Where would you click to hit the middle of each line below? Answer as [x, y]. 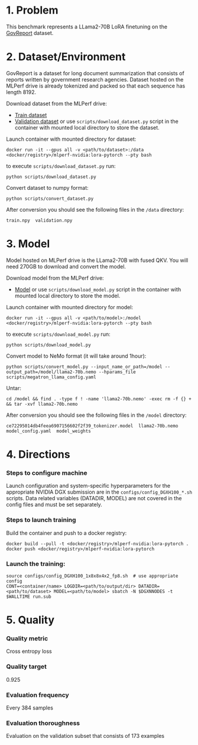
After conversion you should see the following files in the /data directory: [95, 209]
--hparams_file [117, 372]
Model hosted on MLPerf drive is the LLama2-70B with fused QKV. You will [97, 260]
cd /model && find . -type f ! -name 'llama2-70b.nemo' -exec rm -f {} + [99, 399]
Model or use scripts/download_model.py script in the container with [98, 289]
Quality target [27, 667]
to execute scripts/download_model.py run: [58, 334]
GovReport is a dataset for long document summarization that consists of [95, 73]
